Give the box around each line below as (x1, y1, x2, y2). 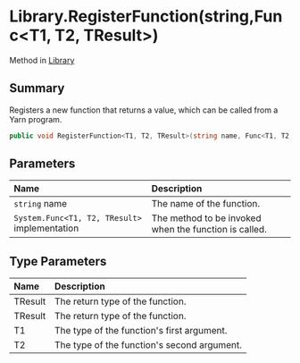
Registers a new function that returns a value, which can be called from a (9, 105, 279, 115)
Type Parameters (9, 253, 107, 269)
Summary (9, 80, 65, 96)
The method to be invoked (151, 212, 262, 224)
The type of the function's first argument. (54, 325, 228, 337)
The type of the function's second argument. (54, 339, 243, 351)
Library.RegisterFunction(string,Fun (9, 6, 283, 27)
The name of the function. (151, 198, 261, 210)
